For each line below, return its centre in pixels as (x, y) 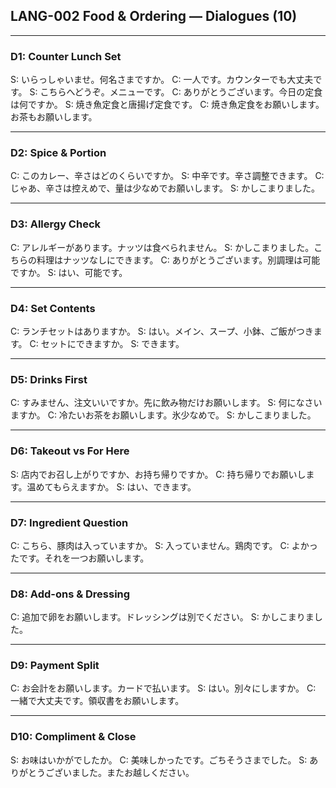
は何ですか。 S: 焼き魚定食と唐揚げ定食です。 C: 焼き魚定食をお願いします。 (167, 105)
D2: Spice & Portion (58, 153)
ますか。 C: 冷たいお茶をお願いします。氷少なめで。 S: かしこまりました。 (163, 415)
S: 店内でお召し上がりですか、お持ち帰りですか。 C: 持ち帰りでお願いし (158, 474)
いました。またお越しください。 (128, 772)
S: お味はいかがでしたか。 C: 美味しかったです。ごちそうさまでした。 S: (159, 760)
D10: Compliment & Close (73, 737)
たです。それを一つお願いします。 (80, 558)
